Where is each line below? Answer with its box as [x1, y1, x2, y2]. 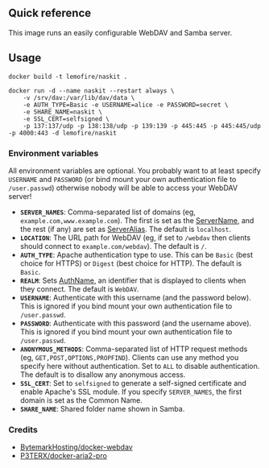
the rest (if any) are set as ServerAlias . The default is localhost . [19, 224, 231, 234]
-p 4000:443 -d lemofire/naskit [8, 129, 117, 137]
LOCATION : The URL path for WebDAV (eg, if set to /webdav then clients [19, 233, 251, 242]
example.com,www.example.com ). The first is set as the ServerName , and [19, 215, 255, 225]
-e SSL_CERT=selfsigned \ [23, 114, 110, 123]
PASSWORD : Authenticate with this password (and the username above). [19, 318, 252, 328]
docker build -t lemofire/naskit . [8, 72, 128, 81]
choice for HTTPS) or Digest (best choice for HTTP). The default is [19, 258, 242, 268]
